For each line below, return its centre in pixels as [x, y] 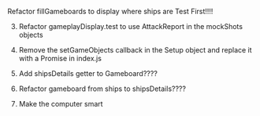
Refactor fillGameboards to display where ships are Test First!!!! [110, 11]
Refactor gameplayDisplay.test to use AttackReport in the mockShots [131, 26]
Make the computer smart [61, 104]
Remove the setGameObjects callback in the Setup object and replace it [136, 50]
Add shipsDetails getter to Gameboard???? [88, 73]
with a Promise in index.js [60, 58]
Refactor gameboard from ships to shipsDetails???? [102, 89]
